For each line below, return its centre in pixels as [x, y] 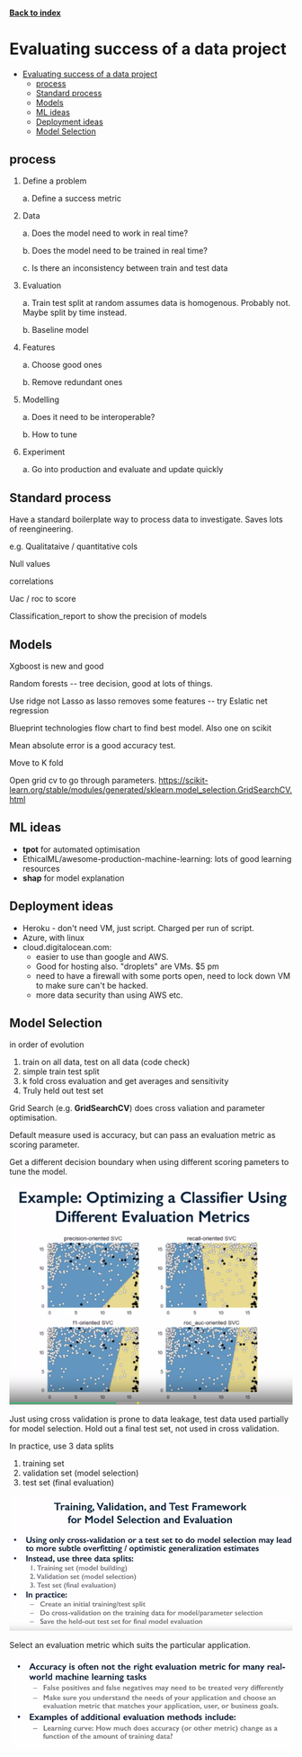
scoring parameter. [44, 1145]
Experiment [44, 452]
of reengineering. [41, 529]
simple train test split [61, 1071]
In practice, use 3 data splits [62, 1446]
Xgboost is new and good [57, 666]
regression [29, 710]
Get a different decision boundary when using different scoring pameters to [149, 1162]
